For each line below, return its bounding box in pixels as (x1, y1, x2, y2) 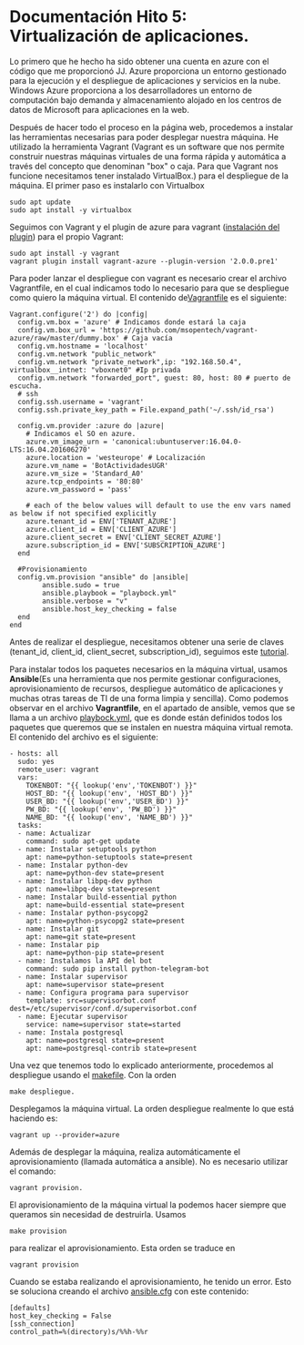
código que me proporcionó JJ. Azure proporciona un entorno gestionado (9, 66, 287, 76)
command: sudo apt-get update (25, 836, 141, 846)
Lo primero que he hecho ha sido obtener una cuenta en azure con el (9, 56, 269, 66)
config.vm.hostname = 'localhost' (17, 341, 148, 351)
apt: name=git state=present (25, 932, 137, 942)
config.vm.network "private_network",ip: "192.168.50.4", (17, 357, 243, 366)
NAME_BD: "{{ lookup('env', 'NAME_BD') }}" (25, 812, 194, 821)
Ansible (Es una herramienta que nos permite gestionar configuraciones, (9, 673, 281, 684)
